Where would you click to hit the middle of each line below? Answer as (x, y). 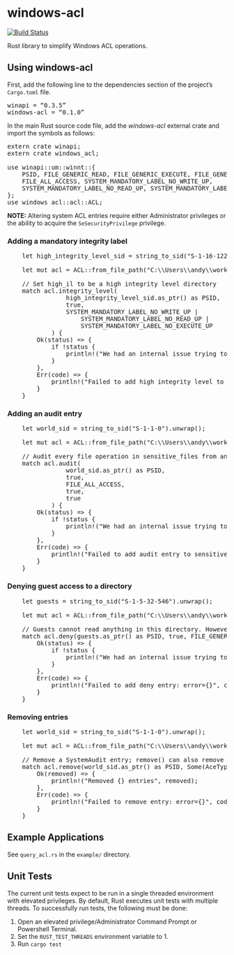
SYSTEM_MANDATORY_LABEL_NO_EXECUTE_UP (147, 326)
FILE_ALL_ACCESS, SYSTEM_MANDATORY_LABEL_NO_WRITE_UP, (118, 181)
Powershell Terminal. (47, 929)
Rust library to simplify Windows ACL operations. (77, 45)
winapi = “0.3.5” (37, 105)
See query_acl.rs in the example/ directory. (69, 854)
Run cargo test (39, 944)
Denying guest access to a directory (70, 586)
